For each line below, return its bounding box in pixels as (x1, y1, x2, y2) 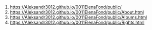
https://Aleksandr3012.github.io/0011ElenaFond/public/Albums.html (9, 15, 147, 20)
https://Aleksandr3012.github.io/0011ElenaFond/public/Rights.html (9, 19, 145, 25)
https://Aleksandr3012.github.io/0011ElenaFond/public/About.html (9, 9, 144, 15)
